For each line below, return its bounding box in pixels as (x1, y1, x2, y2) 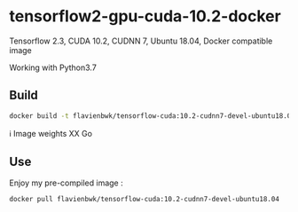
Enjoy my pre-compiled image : (9, 177, 123, 188)
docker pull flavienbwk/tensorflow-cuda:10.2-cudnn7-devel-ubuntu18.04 (9, 195, 279, 204)
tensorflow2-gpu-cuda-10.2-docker (9, 6, 281, 27)
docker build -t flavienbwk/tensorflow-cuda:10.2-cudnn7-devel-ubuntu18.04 (9, 111, 295, 121)
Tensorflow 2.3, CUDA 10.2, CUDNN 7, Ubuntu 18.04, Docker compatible (9, 35, 273, 46)
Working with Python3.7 (9, 62, 98, 73)
